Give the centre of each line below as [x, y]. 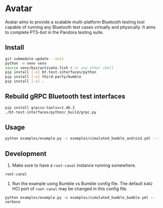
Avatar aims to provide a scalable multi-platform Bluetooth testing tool [75, 22]
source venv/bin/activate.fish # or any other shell [59, 68]
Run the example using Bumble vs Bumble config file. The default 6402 [82, 183]
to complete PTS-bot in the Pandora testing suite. [55, 32]
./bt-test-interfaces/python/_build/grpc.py [51, 112]
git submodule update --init [34, 59]
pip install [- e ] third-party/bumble [43, 77]
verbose [13, 202]
